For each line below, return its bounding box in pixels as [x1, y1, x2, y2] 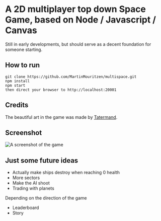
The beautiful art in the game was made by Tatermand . [5, 114, 118, 120]
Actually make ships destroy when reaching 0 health [12, 170, 120, 176]
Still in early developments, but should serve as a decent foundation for [5, 41, 152, 47]
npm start [5, 83, 26, 88]
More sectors [12, 175, 40, 181]
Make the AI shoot [12, 180, 50, 186]
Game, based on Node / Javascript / [5, 14, 157, 25]
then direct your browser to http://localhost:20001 [5, 87, 117, 92]
